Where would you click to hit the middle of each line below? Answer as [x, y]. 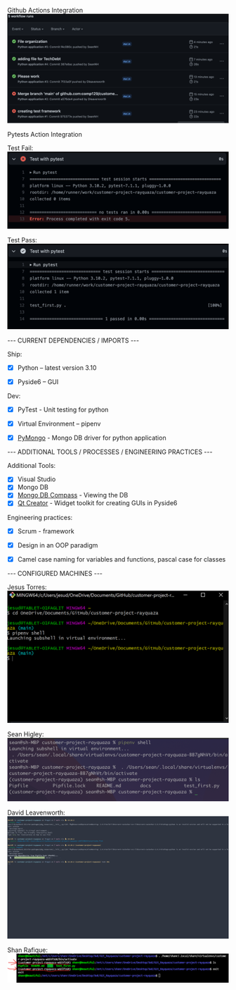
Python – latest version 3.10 [57, 367]
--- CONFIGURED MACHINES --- [55, 573]
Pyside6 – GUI [38, 382]
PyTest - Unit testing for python [63, 410]
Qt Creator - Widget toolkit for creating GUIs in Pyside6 [97, 503]
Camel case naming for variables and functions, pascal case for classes [122, 559]
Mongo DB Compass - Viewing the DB [73, 495]
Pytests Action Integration [45, 135]
